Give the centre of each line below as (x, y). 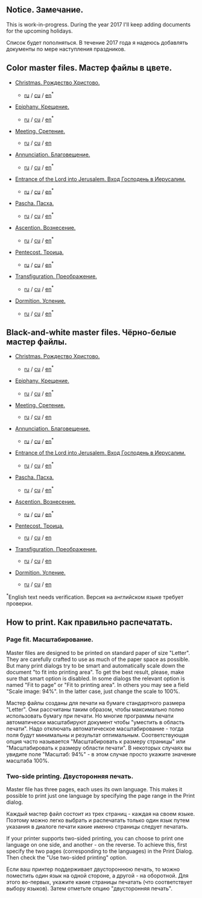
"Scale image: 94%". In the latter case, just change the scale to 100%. (93, 691)
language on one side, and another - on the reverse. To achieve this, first (97, 844)
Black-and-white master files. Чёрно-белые (91, 332)
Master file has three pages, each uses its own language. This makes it (94, 789)
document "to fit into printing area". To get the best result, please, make (95, 672)
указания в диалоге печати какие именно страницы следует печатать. (97, 826)
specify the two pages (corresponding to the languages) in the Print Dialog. (100, 851)
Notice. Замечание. (45, 10)
